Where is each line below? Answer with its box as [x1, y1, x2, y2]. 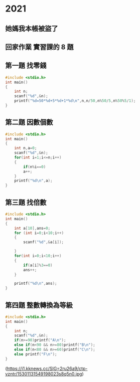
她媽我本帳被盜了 [5, 24, 58, 33]
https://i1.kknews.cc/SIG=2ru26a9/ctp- [7, 365, 88, 371]
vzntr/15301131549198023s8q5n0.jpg [5, 370, 82, 376]
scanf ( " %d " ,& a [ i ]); [23, 240, 64, 245]
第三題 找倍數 [5, 198, 47, 207]
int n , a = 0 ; [14, 146, 37, 151]
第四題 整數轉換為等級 [5, 301, 73, 309]
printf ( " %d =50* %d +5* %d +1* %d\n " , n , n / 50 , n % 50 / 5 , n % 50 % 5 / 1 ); [14, 98, 136, 103]
